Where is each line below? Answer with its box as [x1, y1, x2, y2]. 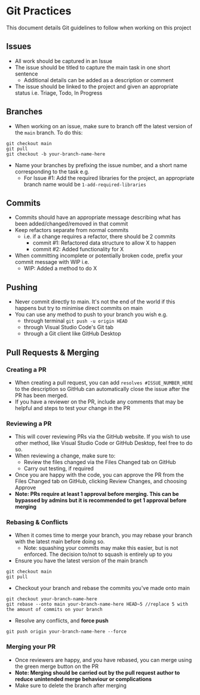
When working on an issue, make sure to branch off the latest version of [14, 122, 193, 130]
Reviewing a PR [6, 419, 52, 428]
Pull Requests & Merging [6, 347, 100, 357]
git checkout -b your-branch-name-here [6, 151, 106, 157]
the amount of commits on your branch [6, 607, 103, 613]
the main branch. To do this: [14, 129, 83, 136]
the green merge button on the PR [14, 663, 99, 670]
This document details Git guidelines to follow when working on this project [6, 24, 192, 31]
